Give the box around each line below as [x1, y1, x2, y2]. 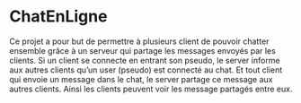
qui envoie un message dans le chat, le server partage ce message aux [9, 73, 273, 84]
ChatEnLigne [9, 6, 108, 27]
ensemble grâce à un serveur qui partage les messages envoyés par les [9, 45, 276, 56]
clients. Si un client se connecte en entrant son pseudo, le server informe [9, 55, 280, 65]
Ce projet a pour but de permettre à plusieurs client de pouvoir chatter [9, 36, 270, 47]
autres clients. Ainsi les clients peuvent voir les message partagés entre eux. [9, 83, 293, 94]
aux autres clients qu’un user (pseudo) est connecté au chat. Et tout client [9, 64, 283, 75]
